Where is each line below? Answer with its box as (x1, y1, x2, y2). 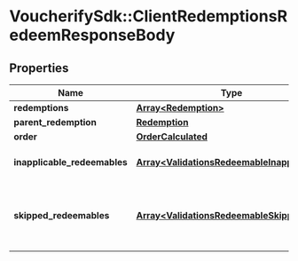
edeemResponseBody (9, 25, 176, 45)
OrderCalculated (136, 130, 208, 143)
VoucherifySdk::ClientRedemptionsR (9, 6, 288, 27)
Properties (9, 60, 69, 75)
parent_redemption (13, 116, 98, 128)
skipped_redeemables (13, 210, 110, 221)
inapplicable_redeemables (13, 156, 129, 168)
